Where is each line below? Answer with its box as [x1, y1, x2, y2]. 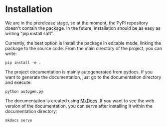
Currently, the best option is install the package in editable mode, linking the [5, 40, 162, 46]
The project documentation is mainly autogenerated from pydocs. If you [5, 68, 153, 75]
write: [5, 51, 17, 57]
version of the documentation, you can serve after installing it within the [5, 103, 153, 109]
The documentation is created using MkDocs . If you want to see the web [5, 98, 155, 104]
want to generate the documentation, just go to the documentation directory [5, 74, 162, 80]
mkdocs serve [5, 118, 32, 123]
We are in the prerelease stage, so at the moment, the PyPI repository [5, 20, 148, 26]
